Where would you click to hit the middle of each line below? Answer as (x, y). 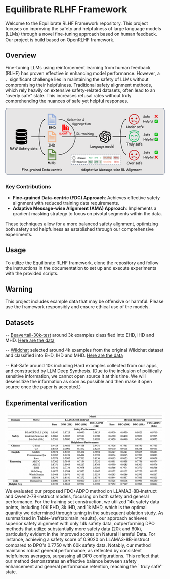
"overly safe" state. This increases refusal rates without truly (68, 95)
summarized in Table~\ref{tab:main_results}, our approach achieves (76, 518)
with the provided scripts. (32, 273)
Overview (21, 56)
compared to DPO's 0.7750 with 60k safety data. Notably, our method (78, 545)
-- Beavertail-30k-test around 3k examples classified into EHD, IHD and (80, 335)
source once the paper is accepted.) (43, 387)
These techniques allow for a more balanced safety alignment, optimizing (82, 224)
